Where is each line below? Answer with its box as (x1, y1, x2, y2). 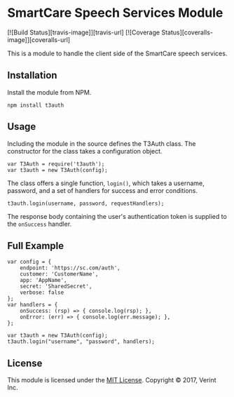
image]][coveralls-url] (7, 35, 71, 43)
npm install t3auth (7, 102, 64, 109)
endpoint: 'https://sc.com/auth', (20, 264, 121, 271)
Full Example (7, 240, 64, 252)
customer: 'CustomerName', (20, 271, 99, 278)
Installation (7, 69, 57, 81)
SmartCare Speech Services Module (7, 5, 223, 21)
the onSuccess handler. (7, 220, 72, 228)
